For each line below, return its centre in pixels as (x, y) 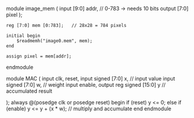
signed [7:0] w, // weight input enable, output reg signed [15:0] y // (86, 85)
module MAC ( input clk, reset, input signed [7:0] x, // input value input (91, 78)
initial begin (23, 36)
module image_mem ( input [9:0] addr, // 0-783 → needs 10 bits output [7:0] (97, 9)
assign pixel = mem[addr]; (39, 56)
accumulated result (29, 91)
